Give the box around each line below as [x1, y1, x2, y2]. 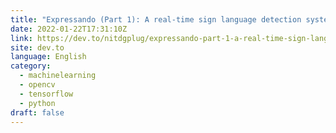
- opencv [19, 80, 56, 90]
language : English [10, 52, 87, 62]
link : [10, 33, 33, 43]
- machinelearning [19, 71, 97, 81]
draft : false [10, 107, 65, 118]
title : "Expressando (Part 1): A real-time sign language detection [10, 14, 302, 25]
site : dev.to [10, 42, 65, 53]
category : [10, 61, 52, 71]
